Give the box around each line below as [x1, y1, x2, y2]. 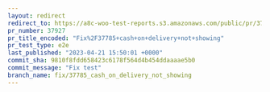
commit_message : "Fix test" [7, 64, 102, 72]
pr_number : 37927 [7, 26, 66, 34]
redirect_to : [7, 19, 52, 27]
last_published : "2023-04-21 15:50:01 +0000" [7, 49, 163, 57]
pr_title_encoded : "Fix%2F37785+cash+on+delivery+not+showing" [7, 34, 225, 42]
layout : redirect [7, 11, 66, 20]
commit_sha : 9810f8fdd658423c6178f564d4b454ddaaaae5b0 [7, 57, 196, 65]
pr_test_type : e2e [7, 42, 69, 50]
